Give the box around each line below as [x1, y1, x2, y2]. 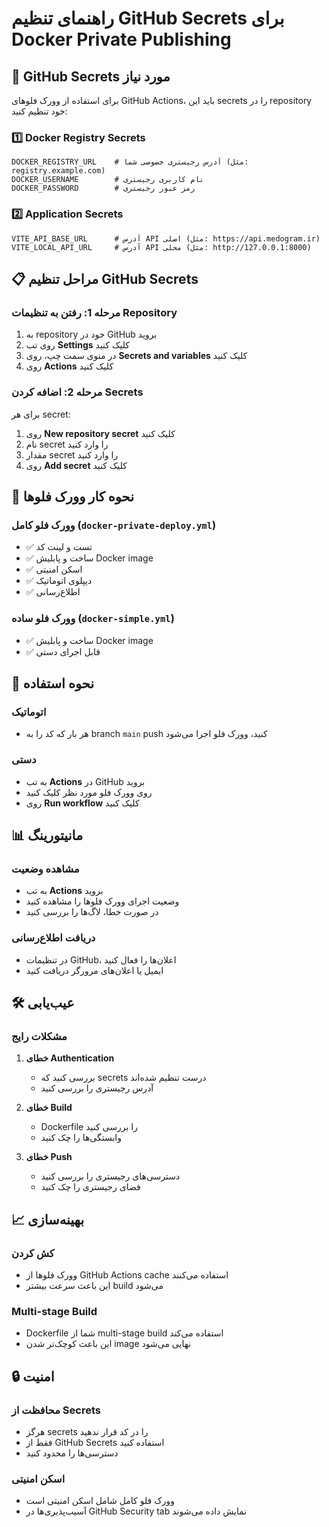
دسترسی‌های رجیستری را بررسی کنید [40, 1170, 181, 1182]
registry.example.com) [11, 166, 106, 176]
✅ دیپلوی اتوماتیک [25, 575, 93, 587]
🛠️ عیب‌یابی [11, 994, 75, 1011]
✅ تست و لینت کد [25, 541, 93, 553]
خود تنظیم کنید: [11, 105, 68, 117]
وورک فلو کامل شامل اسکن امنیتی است [25, 1495, 176, 1507]
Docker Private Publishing [11, 28, 232, 51]
